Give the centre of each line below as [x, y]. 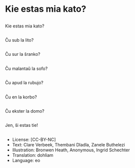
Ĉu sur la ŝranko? [23, 54]
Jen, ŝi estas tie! [22, 125]
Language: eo [26, 160]
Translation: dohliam [33, 155]
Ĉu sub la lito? [19, 40]
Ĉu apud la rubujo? [24, 83]
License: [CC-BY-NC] [34, 139]
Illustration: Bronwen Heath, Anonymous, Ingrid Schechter [71, 150]
